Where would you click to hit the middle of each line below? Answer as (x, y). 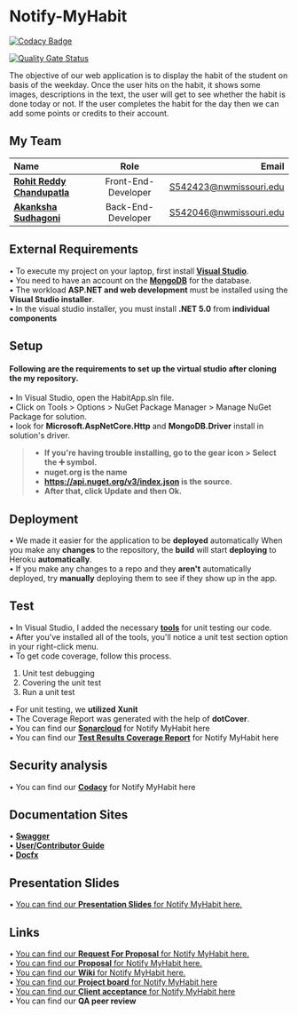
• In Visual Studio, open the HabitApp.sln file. (92, 398)
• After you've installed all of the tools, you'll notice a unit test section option (149, 636)
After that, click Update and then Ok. (113, 492)
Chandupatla (42, 192)
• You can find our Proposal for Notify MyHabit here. (106, 963)
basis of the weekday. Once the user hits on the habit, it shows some (135, 84)
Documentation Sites (69, 815)
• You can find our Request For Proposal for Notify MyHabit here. (129, 954)
